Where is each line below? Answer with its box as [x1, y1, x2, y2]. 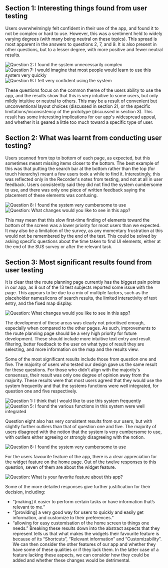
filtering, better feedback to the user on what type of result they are [5, 341, 144, 347]
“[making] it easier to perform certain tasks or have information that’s [12, 499, 155, 505]
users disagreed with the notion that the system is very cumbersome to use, [5, 429, 162, 435]
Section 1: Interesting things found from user [5, 4, 147, 13]
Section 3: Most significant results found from [5, 258, 152, 267]
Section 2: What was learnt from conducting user [5, 134, 162, 142]
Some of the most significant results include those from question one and [5, 356, 156, 362]
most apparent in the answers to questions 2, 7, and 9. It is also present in [5, 41, 157, 47]
